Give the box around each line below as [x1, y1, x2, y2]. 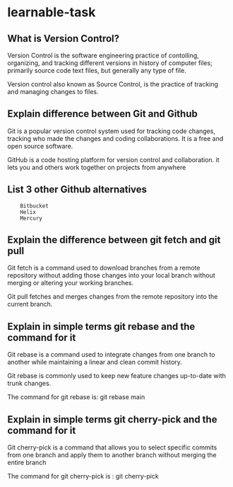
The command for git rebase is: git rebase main [7, 393, 145, 401]
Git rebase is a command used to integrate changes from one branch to [7, 350, 215, 359]
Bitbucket [20, 202, 49, 210]
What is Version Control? [7, 33, 120, 45]
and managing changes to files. [7, 88, 99, 96]
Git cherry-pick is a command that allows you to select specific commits [7, 443, 217, 452]
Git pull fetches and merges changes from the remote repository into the [7, 292, 218, 301]
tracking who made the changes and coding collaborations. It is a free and [7, 134, 224, 142]
